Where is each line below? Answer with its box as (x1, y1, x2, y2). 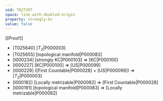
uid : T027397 (5, 7, 33, 13)
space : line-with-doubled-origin (5, 12, 75, 17)
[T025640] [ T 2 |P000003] (12, 45, 66, 52)
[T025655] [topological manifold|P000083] (12, 51, 102, 58)
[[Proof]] (5, 35, 24, 41)
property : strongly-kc (5, 17, 53, 22)
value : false (5, 21, 33, 27)
